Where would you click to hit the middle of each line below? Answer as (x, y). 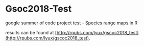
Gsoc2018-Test (39, 9)
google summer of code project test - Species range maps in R (71, 23)
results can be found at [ (31, 32)
